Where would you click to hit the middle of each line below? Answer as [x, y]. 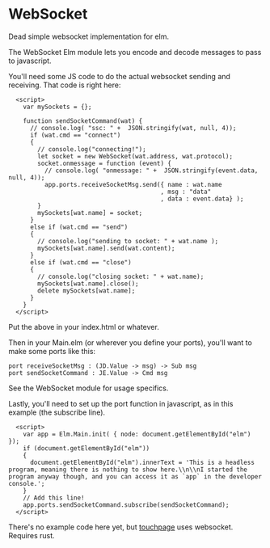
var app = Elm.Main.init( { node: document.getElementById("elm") [137, 434]
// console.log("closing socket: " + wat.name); [121, 276]
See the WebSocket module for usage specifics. [89, 388]
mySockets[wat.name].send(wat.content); [106, 248]
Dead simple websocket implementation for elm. [89, 36]
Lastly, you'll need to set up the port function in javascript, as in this [121, 403]
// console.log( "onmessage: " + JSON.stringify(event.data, [151, 171]
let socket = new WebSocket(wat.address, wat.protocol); [135, 156]
